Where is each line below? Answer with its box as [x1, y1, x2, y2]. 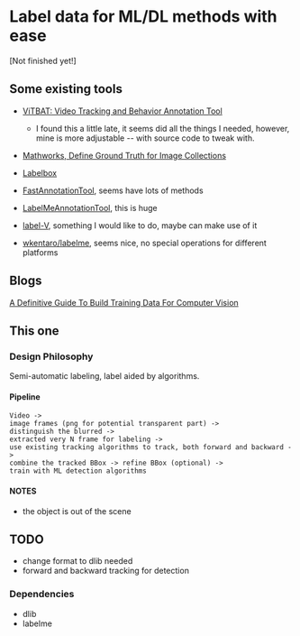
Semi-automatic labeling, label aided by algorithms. [9, 371, 200, 382]
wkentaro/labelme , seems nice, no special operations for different [22, 237, 268, 248]
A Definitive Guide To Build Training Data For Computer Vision [9, 297, 239, 308]
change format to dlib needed [22, 556, 133, 567]
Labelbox [22, 167, 57, 178]
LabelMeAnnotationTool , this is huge [22, 202, 158, 213]
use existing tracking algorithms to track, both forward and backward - [9, 443, 293, 452]
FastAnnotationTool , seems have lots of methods [22, 185, 205, 196]
